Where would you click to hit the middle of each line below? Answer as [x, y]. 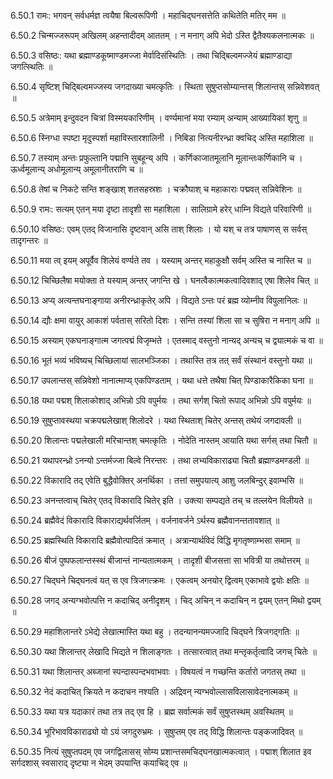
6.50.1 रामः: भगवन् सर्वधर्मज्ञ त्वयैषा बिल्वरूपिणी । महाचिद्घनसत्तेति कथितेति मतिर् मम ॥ [148, 15]
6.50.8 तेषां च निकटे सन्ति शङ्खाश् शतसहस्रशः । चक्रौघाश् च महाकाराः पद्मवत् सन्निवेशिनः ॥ [156, 189]
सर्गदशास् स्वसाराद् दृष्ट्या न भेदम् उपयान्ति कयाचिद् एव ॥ [99, 763]
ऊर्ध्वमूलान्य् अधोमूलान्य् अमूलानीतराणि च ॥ [76, 169]
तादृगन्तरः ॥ [29, 240]
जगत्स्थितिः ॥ [31, 66]
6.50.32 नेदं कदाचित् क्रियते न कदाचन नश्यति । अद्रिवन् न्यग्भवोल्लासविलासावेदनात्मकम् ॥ [154, 691]
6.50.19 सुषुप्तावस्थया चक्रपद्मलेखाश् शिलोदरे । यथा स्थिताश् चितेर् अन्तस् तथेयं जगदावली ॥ [156, 420]
